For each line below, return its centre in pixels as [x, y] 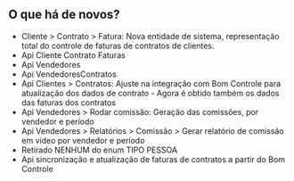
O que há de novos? [65, 15]
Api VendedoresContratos [69, 74]
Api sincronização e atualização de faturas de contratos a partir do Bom [153, 159]
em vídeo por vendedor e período [83, 140]
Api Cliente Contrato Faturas [73, 55]
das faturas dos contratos [69, 103]
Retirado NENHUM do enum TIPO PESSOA [99, 150]
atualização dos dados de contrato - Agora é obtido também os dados [150, 93]
